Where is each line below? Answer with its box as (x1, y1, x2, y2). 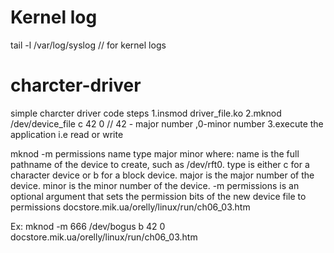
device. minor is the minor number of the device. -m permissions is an (10, 179, 300, 191)
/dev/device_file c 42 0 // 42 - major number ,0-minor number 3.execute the (10, 117, 324, 130)
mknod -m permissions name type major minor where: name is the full (10, 147, 300, 160)
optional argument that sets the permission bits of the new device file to (10, 190, 307, 202)
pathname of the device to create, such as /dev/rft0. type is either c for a (10, 158, 310, 170)
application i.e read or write (10, 128, 124, 140)
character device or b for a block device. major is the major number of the (10, 169, 315, 181)
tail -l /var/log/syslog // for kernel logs (10, 39, 167, 51)
